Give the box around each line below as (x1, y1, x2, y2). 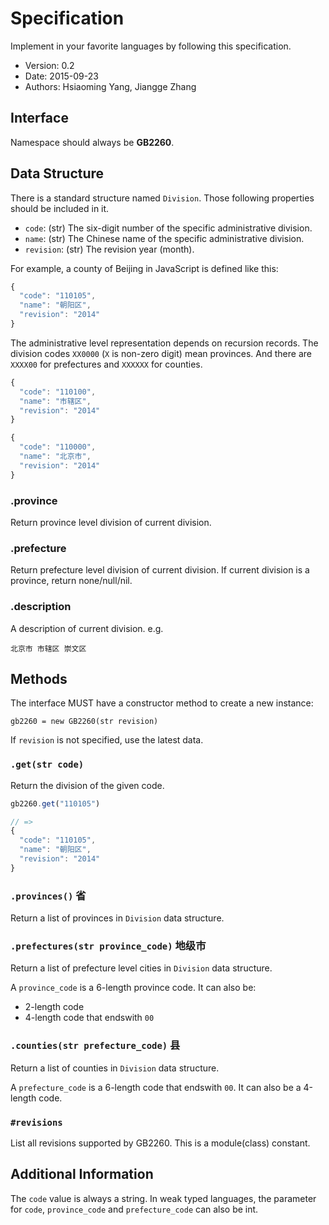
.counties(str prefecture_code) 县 (10, 1038, 181, 1052)
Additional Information (10, 1166, 154, 1183)
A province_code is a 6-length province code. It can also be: (10, 982, 257, 994)
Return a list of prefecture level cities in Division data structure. (10, 962, 273, 974)
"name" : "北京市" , (19, 452, 92, 462)
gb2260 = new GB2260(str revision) (10, 717, 159, 727)
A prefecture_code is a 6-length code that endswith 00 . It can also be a (10, 1081, 302, 1093)
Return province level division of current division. (10, 516, 212, 528)
